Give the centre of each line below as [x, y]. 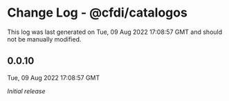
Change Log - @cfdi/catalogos [98, 13]
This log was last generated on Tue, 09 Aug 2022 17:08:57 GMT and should [115, 32]
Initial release [26, 91]
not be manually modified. [44, 39]
